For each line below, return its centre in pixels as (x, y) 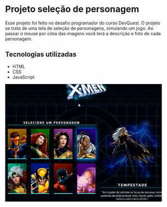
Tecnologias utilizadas (41, 54)
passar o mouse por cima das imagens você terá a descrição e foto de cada (83, 33)
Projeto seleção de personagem (72, 9)
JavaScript (23, 77)
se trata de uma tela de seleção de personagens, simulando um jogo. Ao (79, 28)
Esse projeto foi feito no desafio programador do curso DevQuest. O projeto (83, 23)
